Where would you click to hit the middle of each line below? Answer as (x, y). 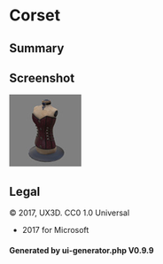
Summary (37, 48)
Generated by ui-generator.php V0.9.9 (81, 250)
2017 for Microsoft (55, 230)
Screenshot (42, 78)
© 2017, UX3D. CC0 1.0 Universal (70, 213)
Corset (35, 16)
